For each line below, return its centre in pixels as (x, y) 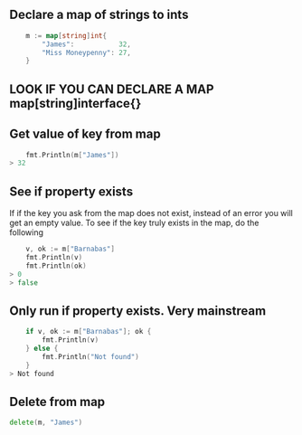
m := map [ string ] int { (66, 35)
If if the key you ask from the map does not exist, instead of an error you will (151, 213)
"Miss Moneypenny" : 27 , (86, 52)
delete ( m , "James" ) (46, 423)
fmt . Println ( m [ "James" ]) (72, 155)
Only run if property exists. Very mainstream (138, 311)
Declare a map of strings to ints (99, 15)
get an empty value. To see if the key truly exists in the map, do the (134, 223)
